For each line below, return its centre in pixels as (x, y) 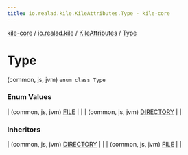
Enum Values (30, 97)
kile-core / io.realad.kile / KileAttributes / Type (72, 33)
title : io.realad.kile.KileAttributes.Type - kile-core (89, 13)
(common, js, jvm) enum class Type (57, 79)
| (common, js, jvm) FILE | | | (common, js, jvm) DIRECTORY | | (94, 112)
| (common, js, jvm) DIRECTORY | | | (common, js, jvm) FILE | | (94, 145)
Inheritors (24, 129)
